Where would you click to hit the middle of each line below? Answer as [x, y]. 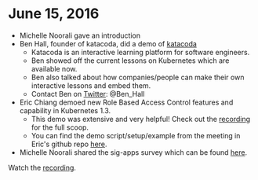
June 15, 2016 [54, 14]
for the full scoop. [60, 127]
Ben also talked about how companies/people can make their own [138, 77]
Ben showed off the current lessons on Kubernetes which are [130, 61]
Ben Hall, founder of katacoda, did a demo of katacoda [108, 43]
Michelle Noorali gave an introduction [80, 35]
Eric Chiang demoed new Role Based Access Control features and [126, 102]
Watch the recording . [42, 167]
